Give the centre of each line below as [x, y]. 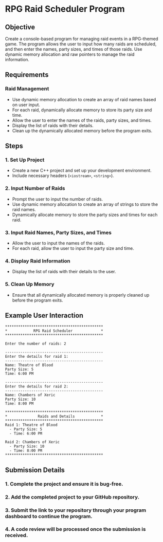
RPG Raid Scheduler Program [65, 9]
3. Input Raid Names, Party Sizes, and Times [58, 232]
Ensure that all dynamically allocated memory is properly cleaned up [81, 295]
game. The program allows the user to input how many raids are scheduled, [81, 44]
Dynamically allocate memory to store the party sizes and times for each [85, 215]
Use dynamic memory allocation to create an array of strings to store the [85, 204]
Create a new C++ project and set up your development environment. [82, 171]
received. [17, 535]
